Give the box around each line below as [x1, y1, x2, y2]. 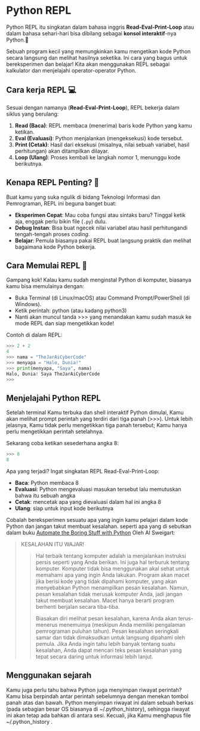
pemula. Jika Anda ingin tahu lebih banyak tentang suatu [35, 641, 176, 648]
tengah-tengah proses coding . [14, 230, 90, 237]
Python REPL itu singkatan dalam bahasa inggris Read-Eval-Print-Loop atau [6, 23, 195, 31]
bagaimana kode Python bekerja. [14, 243, 97, 250]
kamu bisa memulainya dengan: [6, 283, 85, 290]
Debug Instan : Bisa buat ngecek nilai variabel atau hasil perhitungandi [14, 224, 188, 231]
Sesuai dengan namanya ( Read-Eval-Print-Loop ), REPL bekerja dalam [6, 104, 180, 111]
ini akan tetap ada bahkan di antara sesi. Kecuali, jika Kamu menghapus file [6, 711, 191, 719]
